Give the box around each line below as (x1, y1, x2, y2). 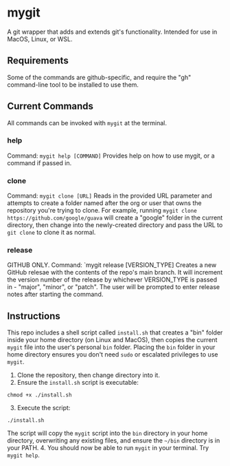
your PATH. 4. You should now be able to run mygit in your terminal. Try (7, 444, 209, 452)
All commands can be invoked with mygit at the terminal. (7, 118, 167, 127)
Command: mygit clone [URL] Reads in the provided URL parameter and (7, 191, 213, 200)
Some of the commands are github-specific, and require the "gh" (7, 73, 192, 81)
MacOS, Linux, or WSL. (7, 34, 73, 43)
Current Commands (7, 100, 94, 112)
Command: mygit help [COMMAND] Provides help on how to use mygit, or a (7, 151, 215, 160)
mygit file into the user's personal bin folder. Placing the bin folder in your (7, 343, 216, 352)
